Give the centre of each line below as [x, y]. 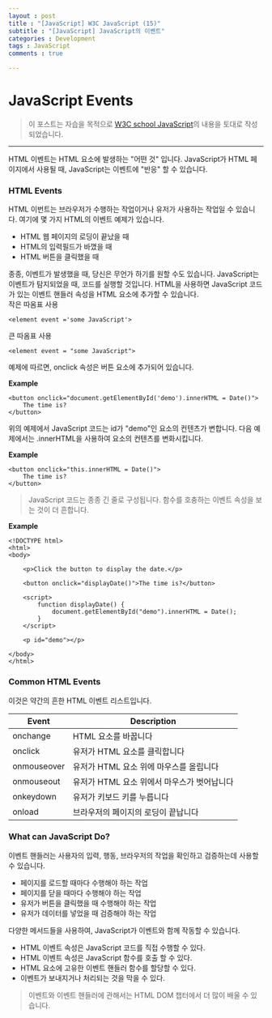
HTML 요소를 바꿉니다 [113, 736]
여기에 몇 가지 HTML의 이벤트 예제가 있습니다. [91, 219]
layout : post [32, 16]
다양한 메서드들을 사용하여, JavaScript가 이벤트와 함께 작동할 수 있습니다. [124, 930]
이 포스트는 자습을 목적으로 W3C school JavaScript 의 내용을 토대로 [135, 124]
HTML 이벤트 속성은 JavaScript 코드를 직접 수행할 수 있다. [113, 948]
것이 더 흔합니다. [63, 510]
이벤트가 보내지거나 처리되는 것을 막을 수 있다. [93, 978]
